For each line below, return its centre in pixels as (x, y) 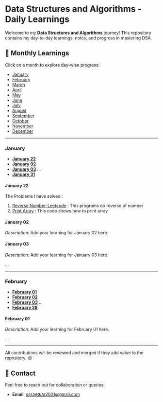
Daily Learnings (37, 19)
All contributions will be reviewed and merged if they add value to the (74, 353)
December (23, 131)
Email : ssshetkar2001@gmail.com (46, 394)
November (23, 126)
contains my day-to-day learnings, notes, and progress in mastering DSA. (79, 38)
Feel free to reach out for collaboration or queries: (55, 385)
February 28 (25, 307)
